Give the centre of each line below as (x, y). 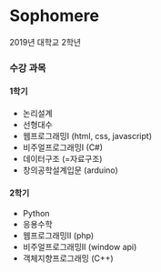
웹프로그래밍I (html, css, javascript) (87, 136)
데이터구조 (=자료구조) (62, 159)
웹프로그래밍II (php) (58, 236)
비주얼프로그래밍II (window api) (80, 247)
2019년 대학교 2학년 (45, 42)
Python (36, 214)
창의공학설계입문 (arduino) (70, 170)
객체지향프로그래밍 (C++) (68, 258)
